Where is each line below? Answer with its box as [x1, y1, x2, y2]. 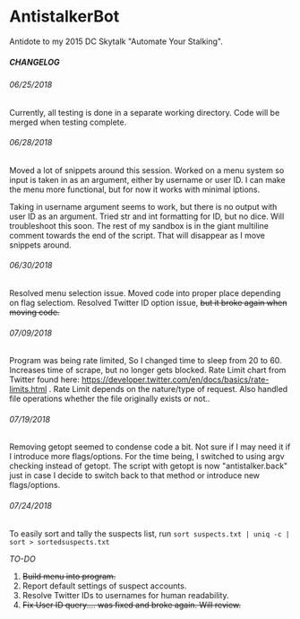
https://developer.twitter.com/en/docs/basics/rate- [81, 374, 270, 385]
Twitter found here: [9, 374, 81, 385]
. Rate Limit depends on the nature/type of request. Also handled [48, 384, 288, 395]
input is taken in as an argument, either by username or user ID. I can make [9, 174, 286, 185]
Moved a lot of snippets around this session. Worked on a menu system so [9, 164, 285, 176]
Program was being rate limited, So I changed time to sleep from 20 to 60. [9, 355, 282, 366]
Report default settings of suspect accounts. [21, 580, 187, 591]
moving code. [9, 307, 60, 318]
